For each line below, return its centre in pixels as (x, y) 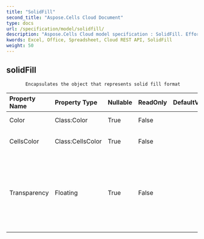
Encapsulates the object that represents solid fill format (103, 84)
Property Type (76, 102)
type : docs (20, 23)
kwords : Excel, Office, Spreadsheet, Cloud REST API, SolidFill (89, 40)
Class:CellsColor (78, 141)
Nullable (120, 102)
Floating (66, 192)
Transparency (29, 192)
